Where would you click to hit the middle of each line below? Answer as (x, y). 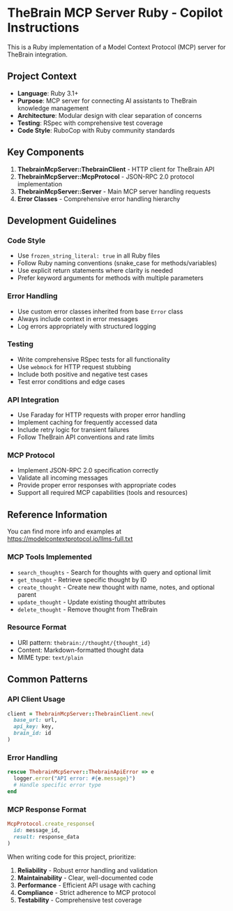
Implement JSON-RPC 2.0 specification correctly (88, 471)
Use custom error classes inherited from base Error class (100, 311)
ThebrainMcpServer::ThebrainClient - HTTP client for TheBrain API (116, 169)
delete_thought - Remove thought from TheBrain (88, 609)
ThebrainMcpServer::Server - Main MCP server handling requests (114, 191)
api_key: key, (34, 727)
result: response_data (46, 837)
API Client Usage (36, 699)
